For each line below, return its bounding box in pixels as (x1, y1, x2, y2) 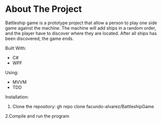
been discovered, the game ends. (5, 36, 74, 41)
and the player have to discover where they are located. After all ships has (5, 30, 157, 36)
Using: (5, 69, 19, 75)
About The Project (5, 3, 82, 15)
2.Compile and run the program (5, 113, 70, 119)
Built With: (5, 45, 26, 51)
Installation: (5, 94, 29, 100)
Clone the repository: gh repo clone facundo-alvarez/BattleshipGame (12, 103, 154, 109)
